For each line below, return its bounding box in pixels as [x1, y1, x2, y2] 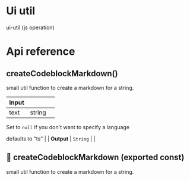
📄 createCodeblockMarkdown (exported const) [6, 152, 185, 163]
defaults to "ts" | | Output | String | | [6, 135, 96, 142]
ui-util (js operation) [6, 24, 55, 31]
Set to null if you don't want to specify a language [6, 123, 129, 130]
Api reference [6, 45, 75, 58]
